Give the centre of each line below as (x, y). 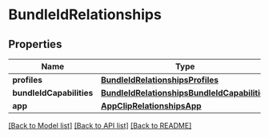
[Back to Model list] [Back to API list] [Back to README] (100, 126)
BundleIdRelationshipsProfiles (159, 80)
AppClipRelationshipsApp (151, 106)
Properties (35, 44)
